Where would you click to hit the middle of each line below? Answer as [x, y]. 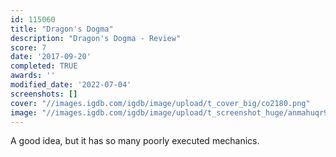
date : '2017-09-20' [51, 57]
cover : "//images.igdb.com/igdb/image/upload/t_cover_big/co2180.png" [160, 103]
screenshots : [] [44, 94]
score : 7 [28, 47]
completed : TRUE [44, 66]
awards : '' [33, 76]
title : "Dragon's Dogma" [62, 29]
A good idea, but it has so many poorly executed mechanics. [135, 141]
